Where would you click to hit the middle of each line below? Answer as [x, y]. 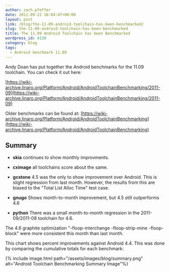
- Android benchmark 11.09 [38, 52]
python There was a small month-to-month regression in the [76, 213]
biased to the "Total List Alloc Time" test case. [61, 188]
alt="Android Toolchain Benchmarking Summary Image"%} [67, 264]
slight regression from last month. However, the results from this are [84, 182]
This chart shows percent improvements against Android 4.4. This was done [85, 243]
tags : [11, 48]
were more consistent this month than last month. [72, 234]
